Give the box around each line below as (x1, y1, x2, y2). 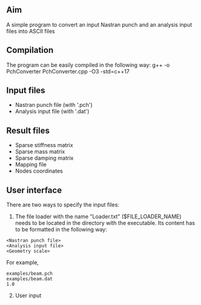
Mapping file (15, 161, 47, 168)
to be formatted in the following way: (15, 226, 107, 233)
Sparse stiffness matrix (15, 142, 73, 149)
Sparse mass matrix (15, 148, 66, 156)
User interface (6, 185, 62, 195)
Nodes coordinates (15, 167, 63, 175)
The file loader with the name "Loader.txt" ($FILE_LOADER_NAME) (15, 213, 182, 221)
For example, (6, 259, 39, 266)
